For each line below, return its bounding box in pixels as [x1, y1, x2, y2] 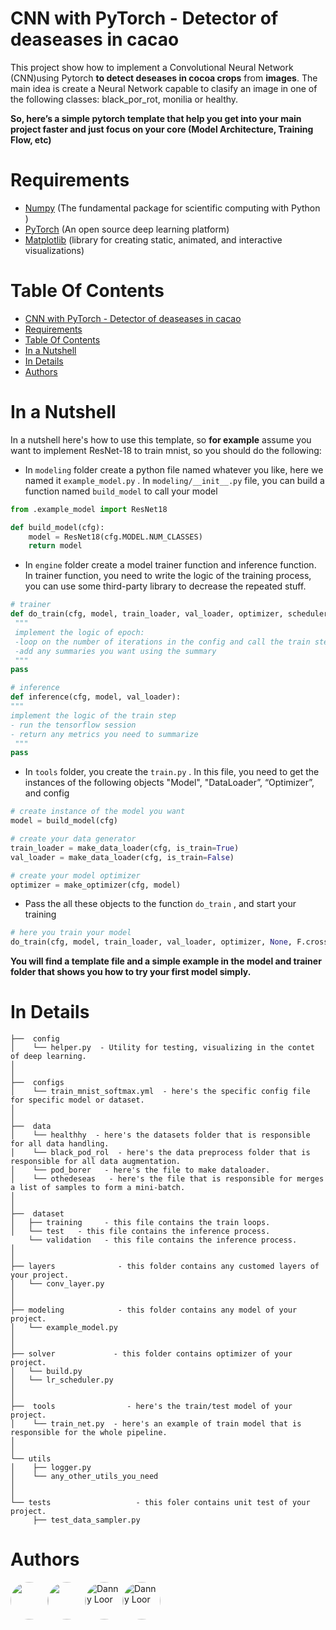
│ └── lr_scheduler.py [10, 1375, 114, 1386]
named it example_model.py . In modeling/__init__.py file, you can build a [24, 474, 325, 486]
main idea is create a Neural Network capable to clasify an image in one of [10, 82, 318, 94]
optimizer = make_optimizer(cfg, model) [10, 880, 182, 890]
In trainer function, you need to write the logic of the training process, [24, 570, 312, 582]
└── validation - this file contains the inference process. [28, 1235, 298, 1246]
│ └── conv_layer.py [10, 1279, 105, 1289]
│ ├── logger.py [10, 1463, 92, 1473]
